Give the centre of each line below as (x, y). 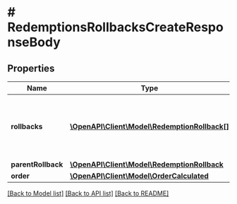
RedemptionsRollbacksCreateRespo (115, 27)
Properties (31, 68)
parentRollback (37, 164)
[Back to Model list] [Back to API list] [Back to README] (88, 193)
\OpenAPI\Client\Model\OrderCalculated (140, 176)
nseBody (34, 42)
